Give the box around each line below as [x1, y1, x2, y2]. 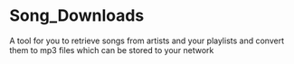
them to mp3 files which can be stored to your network [9, 44, 214, 55]
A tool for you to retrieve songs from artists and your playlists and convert [9, 35, 285, 46]
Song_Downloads [9, 5, 145, 26]
